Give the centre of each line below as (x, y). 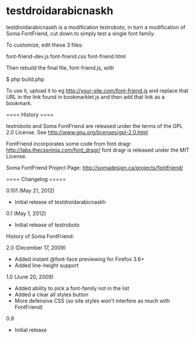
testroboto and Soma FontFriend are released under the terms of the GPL (95, 126)
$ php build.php (25, 79)
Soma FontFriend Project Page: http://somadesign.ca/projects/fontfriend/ (95, 168)
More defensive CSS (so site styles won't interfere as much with (92, 301)
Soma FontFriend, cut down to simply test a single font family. (81, 33)
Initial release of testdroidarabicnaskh (60, 202)
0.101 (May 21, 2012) (30, 191)
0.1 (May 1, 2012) (26, 213)
